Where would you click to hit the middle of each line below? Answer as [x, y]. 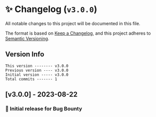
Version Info [25, 54]
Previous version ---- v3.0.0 [37, 70]
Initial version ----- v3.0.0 [37, 75]
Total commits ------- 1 [31, 79]
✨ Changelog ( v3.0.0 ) [51, 9]
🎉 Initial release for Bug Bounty [44, 109]
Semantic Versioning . [27, 38]
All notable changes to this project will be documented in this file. [73, 23]
